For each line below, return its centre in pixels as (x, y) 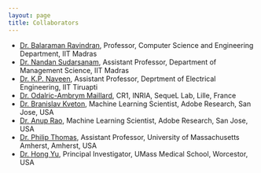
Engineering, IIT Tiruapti (59, 86)
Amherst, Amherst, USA (58, 145)
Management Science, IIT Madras (74, 70)
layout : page (29, 15)
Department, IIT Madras (58, 53)
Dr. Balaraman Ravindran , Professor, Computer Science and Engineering (136, 45)
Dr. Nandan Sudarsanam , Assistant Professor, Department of (118, 62)
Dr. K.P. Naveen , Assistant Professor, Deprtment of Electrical (118, 79)
